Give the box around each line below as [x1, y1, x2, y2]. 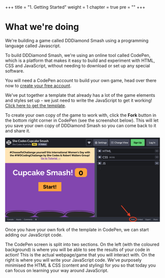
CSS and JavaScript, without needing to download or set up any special [5, 62, 150, 68]
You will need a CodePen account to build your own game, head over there [5, 77, 157, 83]
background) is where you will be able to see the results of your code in [5, 247, 150, 252]
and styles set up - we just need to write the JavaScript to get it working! [5, 97, 152, 103]
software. [5, 68, 25, 74]
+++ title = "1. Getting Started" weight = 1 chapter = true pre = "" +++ [5, 4, 146, 10]
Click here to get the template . [5, 103, 66, 109]
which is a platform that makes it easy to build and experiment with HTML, [5, 57, 155, 63]
